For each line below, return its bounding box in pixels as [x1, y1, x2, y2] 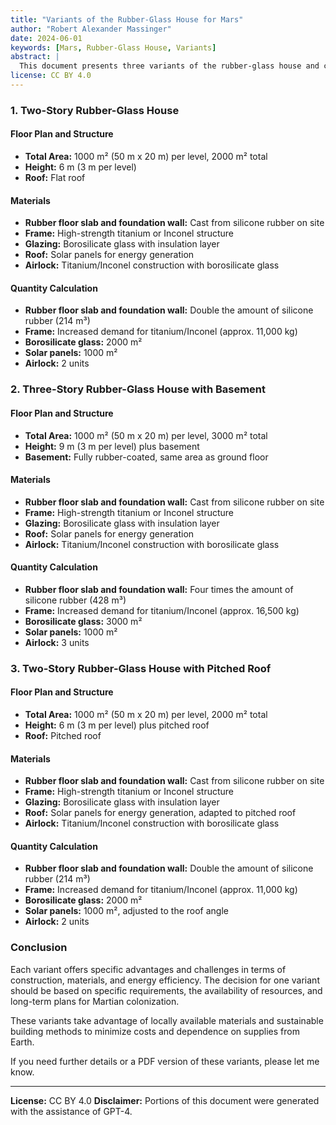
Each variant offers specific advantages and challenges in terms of [10, 963, 287, 975]
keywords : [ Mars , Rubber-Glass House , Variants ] [10, 42, 217, 53]
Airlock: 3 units [24, 636, 90, 648]
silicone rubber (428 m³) [24, 594, 127, 606]
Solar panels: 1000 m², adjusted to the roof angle [24, 905, 229, 917]
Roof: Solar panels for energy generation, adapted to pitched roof [24, 807, 297, 819]
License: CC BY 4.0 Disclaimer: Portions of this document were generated [10, 1094, 320, 1106]
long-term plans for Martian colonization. [10, 995, 180, 1007]
